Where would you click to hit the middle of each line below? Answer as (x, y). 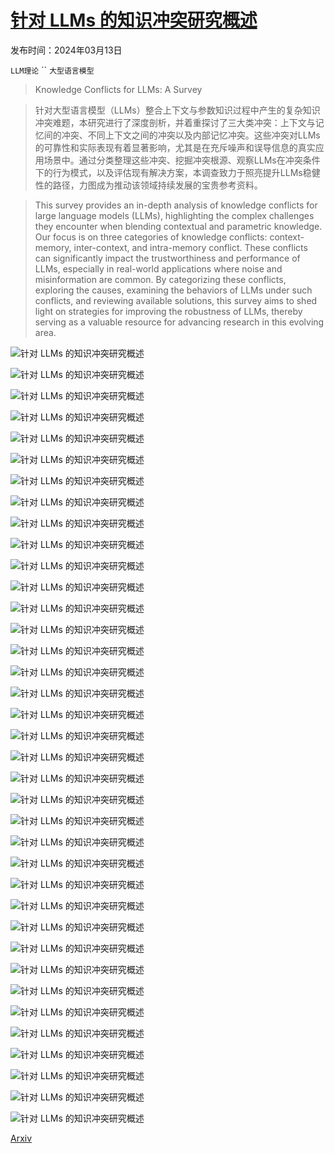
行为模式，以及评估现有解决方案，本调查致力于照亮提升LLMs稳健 (186, 172)
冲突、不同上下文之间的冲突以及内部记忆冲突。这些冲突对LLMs (191, 135)
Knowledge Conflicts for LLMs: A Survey (118, 89)
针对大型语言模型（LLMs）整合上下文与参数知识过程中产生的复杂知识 (177, 110)
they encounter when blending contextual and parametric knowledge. (178, 226)
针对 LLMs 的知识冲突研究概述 (134, 20)
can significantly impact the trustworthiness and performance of (167, 258)
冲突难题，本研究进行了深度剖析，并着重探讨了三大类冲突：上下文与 (175, 122)
